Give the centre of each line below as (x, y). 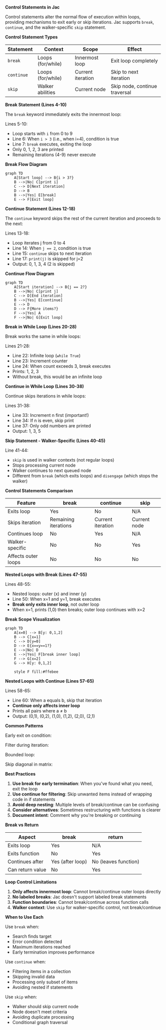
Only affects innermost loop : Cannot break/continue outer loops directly (86, 892)
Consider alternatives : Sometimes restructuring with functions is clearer (86, 810)
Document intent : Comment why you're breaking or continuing (77, 815)
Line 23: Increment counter (40, 361)
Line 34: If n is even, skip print (43, 420)
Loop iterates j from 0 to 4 (39, 243)
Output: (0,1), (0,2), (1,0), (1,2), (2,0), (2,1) (54, 716)
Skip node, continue (134, 86)
